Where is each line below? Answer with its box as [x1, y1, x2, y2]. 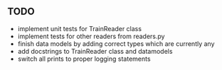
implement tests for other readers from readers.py [17, 32, 165, 40]
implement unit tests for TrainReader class [17, 24, 142, 33]
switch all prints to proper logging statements [17, 54, 151, 63]
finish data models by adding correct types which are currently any [17, 39, 215, 48]
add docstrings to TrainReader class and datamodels [17, 47, 173, 55]
